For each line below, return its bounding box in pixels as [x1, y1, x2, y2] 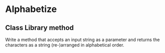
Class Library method [5, 23, 74, 32]
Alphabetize [5, 3, 57, 15]
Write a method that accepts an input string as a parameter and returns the [5, 36, 160, 42]
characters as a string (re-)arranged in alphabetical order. [5, 42, 124, 48]
